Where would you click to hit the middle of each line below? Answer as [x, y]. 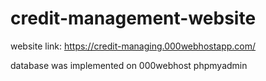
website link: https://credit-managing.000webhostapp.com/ [133, 46]
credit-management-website [133, 18]
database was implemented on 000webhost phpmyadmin [129, 65]
